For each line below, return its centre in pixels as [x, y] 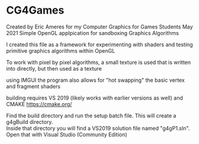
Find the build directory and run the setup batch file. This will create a [91, 116]
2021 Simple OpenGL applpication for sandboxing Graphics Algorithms [93, 33]
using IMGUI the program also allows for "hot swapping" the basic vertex [96, 80]
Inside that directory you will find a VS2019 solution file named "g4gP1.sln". [98, 128]
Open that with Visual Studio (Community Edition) [67, 135]
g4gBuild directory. [30, 121]
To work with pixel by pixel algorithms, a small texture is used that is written [99, 62]
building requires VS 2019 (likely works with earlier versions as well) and [94, 98]
